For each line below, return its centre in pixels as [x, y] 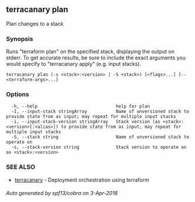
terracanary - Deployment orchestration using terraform [82, 180]
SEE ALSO [21, 167]
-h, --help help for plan [81, 107]
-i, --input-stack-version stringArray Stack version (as [86, 122]
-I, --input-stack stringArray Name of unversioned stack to [100, 112]
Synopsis [20, 39]
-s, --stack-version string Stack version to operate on [99, 147]
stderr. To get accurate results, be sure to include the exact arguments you [96, 58]
